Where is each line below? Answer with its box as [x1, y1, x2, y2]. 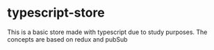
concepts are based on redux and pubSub [7, 35, 128, 43]
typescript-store [7, 5, 106, 21]
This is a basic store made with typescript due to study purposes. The [7, 28, 208, 36]
